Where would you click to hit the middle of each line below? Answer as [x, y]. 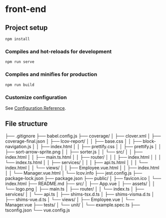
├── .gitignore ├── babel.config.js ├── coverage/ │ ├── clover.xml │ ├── [83, 136]
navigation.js [18, 146]
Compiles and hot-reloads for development [59, 51]
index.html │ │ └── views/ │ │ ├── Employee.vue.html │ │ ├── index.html [82, 168]
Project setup [27, 28]
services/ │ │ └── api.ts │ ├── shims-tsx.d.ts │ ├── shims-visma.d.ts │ [80, 194]
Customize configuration [36, 97]
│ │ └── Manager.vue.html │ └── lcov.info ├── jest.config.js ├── [74, 173]
